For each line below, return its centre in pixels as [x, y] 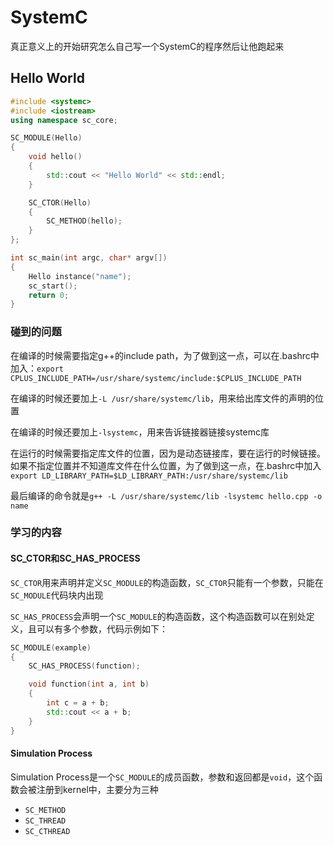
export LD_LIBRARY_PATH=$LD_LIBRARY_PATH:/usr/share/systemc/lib [149, 476]
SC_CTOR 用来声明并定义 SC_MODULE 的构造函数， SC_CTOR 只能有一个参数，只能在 [167, 582]
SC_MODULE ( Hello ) [46, 138]
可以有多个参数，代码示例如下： [102, 628]
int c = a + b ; [78, 703]
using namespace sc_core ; [64, 120]
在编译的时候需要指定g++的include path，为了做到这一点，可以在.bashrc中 [165, 355]
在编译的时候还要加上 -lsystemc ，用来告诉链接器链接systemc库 [140, 432]
